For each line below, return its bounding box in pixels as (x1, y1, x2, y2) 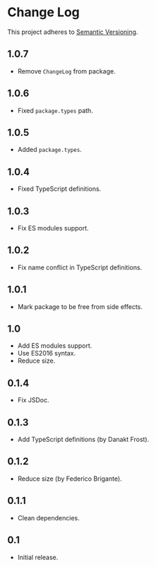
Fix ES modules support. (17, 224, 90, 232)
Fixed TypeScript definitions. (17, 185, 102, 193)
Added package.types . (17, 146, 83, 154)
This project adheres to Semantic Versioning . (7, 28, 138, 36)
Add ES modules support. (17, 341, 92, 350)
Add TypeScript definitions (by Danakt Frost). (17, 436, 150, 444)
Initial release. (17, 553, 59, 561)
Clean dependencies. (17, 513, 80, 522)
